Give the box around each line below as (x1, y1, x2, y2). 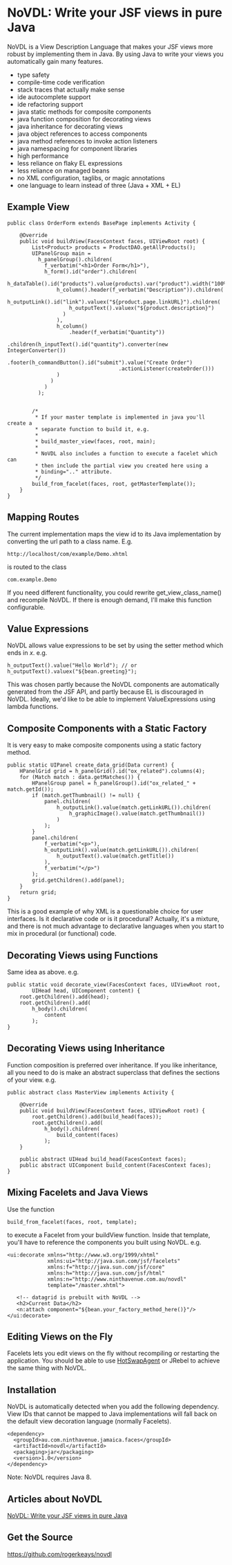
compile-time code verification (17, 78, 105, 86)
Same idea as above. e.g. (7, 968, 79, 976)
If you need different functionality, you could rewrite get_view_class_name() (7, 588, 222, 597)
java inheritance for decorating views (17, 122, 123, 130)
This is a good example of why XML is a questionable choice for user (7, 907, 204, 916)
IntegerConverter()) (7, 347, 67, 354)
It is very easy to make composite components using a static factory (7, 741, 202, 749)
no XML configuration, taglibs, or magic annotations (17, 173, 166, 182)
